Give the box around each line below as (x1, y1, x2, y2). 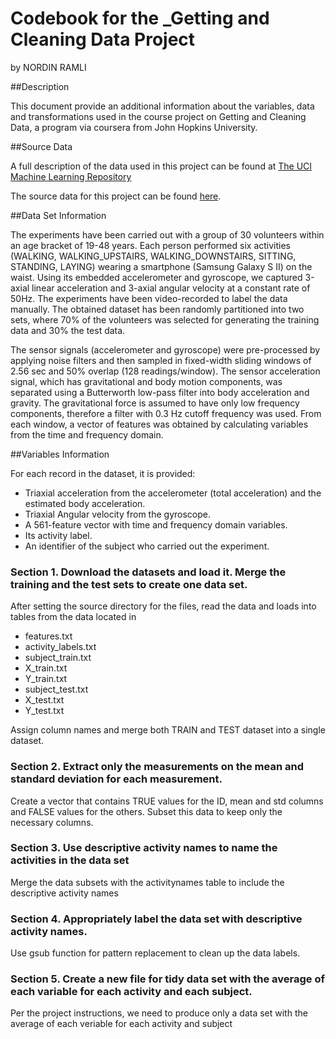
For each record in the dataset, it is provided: (10, 467, 196, 479)
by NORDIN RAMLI (10, 61, 87, 73)
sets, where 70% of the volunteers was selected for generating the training (10, 313, 320, 326)
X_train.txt (24, 662, 68, 674)
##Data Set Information (10, 209, 107, 221)
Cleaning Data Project (10, 28, 196, 51)
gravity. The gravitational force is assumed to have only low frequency (10, 397, 300, 409)
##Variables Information (10, 448, 110, 460)
